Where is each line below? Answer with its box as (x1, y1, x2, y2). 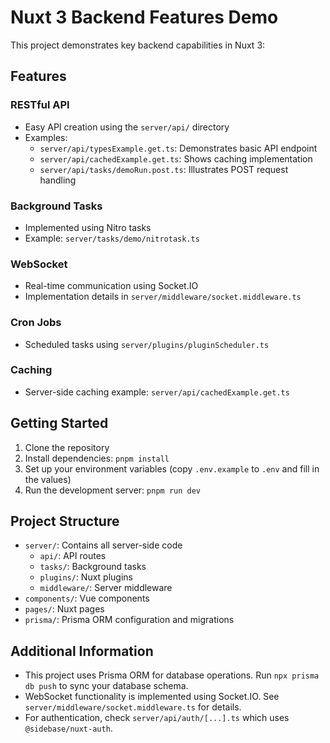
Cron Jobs (10, 316, 62, 330)
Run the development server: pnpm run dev (24, 484, 201, 496)
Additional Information (10, 642, 154, 660)
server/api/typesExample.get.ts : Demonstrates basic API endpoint (39, 142, 318, 154)
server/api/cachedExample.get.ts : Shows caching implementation (39, 152, 313, 165)
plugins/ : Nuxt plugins (39, 571, 133, 583)
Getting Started (10, 415, 109, 432)
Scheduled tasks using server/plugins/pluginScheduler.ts (24, 338, 270, 350)
